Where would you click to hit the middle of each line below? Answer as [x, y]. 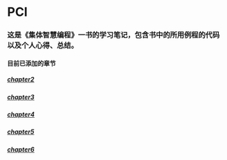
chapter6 [21, 149]
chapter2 [21, 80]
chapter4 [21, 114]
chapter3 [21, 97]
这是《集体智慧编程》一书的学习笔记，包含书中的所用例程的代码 [113, 35]
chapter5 [21, 132]
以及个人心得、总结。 [43, 46]
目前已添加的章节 [31, 63]
